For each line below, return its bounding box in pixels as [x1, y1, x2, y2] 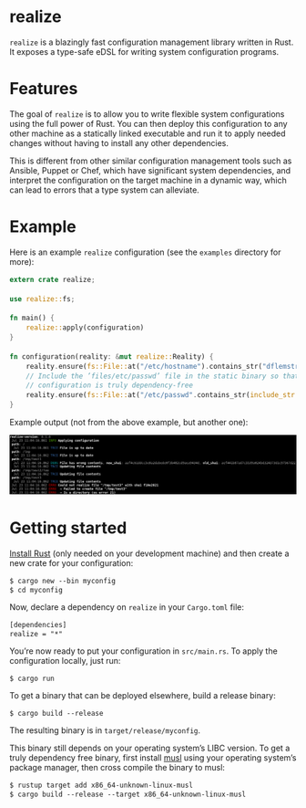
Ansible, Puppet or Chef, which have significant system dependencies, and [9, 164, 291, 175]
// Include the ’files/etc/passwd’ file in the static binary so [25, 372, 280, 381]
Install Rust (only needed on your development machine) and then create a [9, 548, 290, 559]
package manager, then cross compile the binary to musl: [9, 761, 226, 772]
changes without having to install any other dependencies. [9, 137, 229, 148]
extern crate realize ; [9, 275, 96, 284]
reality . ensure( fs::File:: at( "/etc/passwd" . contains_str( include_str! [25, 391, 300, 400]
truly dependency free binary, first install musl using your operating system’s [9, 751, 297, 763]
